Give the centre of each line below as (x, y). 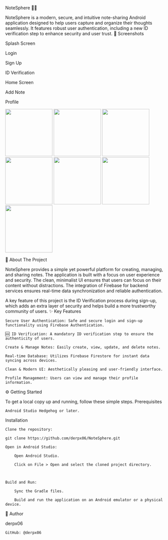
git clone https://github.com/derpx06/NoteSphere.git (63, 438)
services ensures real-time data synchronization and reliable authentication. (84, 291)
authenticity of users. (30, 339)
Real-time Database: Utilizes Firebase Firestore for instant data (77, 356)
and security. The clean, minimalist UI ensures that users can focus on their (83, 280)
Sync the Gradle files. (39, 491)
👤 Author (14, 514)
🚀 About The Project (26, 260)
